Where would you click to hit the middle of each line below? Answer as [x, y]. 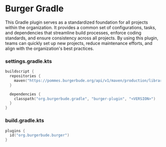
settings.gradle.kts [29, 61]
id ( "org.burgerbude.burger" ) [40, 135]
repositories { [25, 76]
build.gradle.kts [25, 120]
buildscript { [20, 72]
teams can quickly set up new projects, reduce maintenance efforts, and [79, 43]
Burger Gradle [35, 9]
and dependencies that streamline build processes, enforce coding [73, 33]
